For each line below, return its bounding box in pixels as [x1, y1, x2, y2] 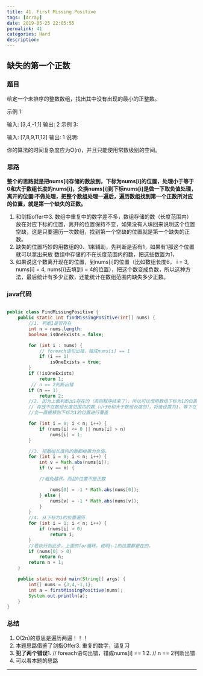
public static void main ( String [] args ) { [17, 576, 126, 582]
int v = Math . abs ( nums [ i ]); [39, 459, 110, 466]
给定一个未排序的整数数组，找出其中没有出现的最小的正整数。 [7, 95, 160, 102]
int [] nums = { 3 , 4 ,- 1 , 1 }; [28, 581, 94, 587]
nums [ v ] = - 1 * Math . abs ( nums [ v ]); [49, 498, 140, 504]
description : [7, 37, 40, 43]
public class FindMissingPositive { [7, 309, 99, 315]
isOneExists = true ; [49, 359, 102, 365]
